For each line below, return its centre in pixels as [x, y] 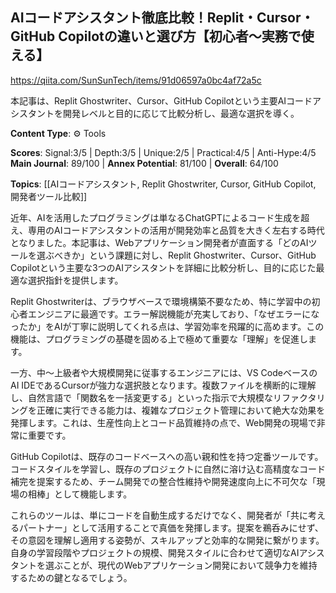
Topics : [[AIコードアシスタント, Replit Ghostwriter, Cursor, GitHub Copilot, [163, 184]
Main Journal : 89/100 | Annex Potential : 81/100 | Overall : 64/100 [144, 163]
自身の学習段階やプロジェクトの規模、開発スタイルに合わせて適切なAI [155, 552]
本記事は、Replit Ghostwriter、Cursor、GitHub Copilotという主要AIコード [161, 100]
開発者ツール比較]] [49, 196]
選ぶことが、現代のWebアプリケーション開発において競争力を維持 [181, 565]
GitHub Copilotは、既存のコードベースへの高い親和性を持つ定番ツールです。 [167, 456]
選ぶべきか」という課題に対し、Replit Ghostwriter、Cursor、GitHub [176, 255]
